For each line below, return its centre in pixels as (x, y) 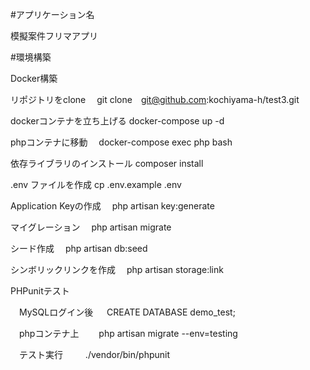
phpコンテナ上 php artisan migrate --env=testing (128, 333)
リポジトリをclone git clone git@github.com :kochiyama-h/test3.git (155, 99)
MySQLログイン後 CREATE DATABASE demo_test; (127, 312)
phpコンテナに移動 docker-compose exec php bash (121, 142)
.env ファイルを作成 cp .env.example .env (96, 184)
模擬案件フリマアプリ (54, 36)
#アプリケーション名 (52, 14)
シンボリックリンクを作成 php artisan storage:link (117, 269)
